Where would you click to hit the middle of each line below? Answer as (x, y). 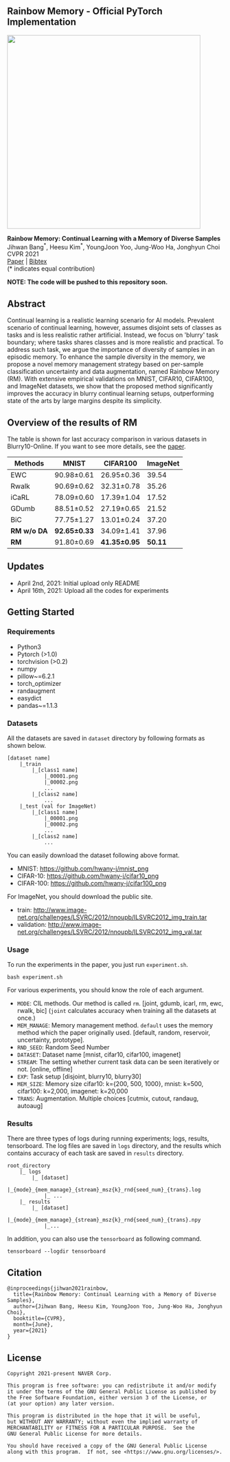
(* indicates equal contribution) (51, 269)
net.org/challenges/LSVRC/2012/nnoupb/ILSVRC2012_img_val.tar (110, 932)
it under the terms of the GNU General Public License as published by (112, 1392)
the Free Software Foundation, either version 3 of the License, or (107, 1398)
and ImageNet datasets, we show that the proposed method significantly (110, 386)
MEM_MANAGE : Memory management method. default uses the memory (115, 1025)
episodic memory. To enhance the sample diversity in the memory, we (106, 357)
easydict (29, 698)
